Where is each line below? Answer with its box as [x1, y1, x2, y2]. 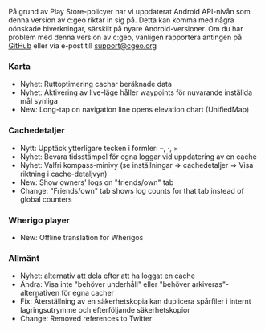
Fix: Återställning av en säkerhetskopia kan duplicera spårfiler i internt [19, 296, 251, 306]
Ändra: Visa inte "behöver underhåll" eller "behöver [19, 280, 190, 289]
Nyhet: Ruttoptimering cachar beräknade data [19, 80, 173, 89]
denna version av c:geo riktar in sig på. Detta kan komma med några [8, 15, 234, 25]
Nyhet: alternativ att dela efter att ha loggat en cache [19, 271, 195, 280]
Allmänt [8, 252, 40, 264]
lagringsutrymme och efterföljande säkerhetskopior [19, 305, 190, 315]
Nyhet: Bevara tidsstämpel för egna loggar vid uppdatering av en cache [19, 152, 257, 161]
